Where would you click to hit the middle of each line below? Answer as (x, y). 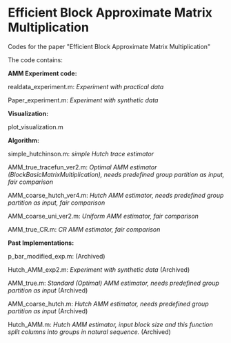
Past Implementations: (41, 243)
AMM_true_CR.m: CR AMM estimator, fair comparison (84, 229)
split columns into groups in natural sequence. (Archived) (89, 332)
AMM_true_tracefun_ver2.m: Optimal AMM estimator (82, 167)
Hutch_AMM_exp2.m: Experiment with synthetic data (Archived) (99, 269)
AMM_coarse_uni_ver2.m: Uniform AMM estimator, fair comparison (103, 216)
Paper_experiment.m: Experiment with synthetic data (83, 100)
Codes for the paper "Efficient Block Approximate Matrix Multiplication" (109, 46)
